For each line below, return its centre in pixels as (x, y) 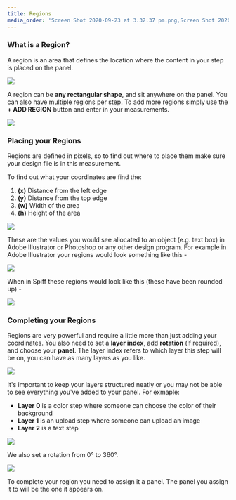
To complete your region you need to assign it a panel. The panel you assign (118, 482)
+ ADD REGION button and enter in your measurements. (88, 109)
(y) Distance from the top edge (62, 198)
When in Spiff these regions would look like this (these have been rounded (115, 282)
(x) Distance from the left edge (62, 191)
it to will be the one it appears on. (55, 489)
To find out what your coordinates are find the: (74, 177)
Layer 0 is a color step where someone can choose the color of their (117, 406)
